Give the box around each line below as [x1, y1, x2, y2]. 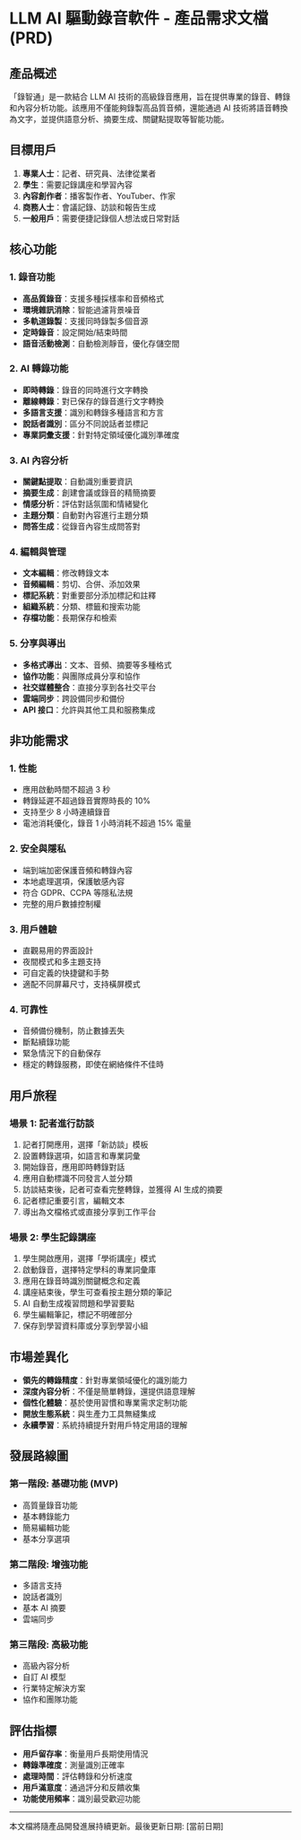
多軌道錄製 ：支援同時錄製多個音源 [21, 315, 149, 326]
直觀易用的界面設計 [21, 944, 94, 956]
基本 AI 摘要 [21, 1603, 67, 1614]
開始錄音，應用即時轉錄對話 [21, 1161, 125, 1172]
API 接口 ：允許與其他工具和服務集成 [21, 704, 156, 714]
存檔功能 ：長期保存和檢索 [21, 612, 117, 624]
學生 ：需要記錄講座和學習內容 [21, 179, 133, 189]
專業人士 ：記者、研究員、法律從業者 [21, 168, 157, 179]
